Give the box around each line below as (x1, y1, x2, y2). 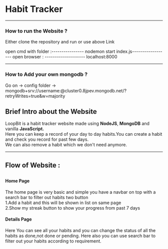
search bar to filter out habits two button (5, 194, 88, 200)
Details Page (5, 216, 32, 223)
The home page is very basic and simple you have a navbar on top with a (5, 189, 156, 195)
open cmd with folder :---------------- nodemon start (5, 48, 115, 54)
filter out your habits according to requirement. (5, 238, 101, 244)
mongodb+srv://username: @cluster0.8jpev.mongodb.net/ (5, 87, 124, 93)
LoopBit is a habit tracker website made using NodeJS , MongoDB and (5, 121, 150, 127)
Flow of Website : (5, 161, 60, 169)
